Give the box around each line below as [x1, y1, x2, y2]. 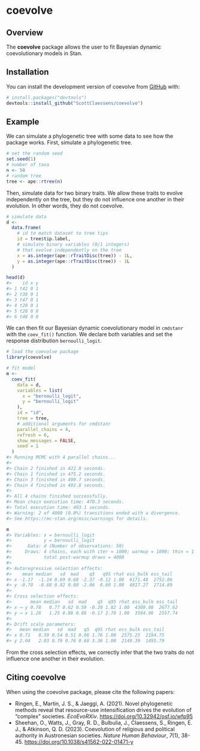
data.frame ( [11, 225, 42, 231]
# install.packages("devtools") [6, 94, 87, 101]
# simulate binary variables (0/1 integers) [17, 242, 130, 248]
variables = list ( [17, 387, 63, 393]
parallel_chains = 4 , [17, 426, 71, 432]
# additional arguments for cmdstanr [17, 421, 111, 427]
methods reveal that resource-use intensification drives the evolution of [14, 706, 192, 713]
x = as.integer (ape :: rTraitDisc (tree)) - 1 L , [17, 252, 133, 258]
